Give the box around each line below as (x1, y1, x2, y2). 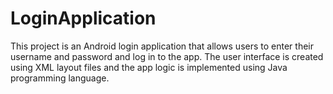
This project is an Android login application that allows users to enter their (10, 40, 314, 52)
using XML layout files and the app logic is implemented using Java (10, 61, 288, 73)
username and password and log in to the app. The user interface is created (10, 50, 324, 62)
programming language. (10, 72, 110, 84)
